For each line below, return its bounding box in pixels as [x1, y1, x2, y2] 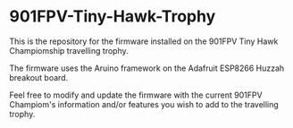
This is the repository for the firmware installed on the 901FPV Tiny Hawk [9, 36, 279, 47]
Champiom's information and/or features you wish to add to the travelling [9, 98, 279, 109]
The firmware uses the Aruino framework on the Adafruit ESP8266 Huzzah [9, 63, 285, 73]
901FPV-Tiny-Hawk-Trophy [9, 6, 216, 27]
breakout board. [9, 72, 69, 82]
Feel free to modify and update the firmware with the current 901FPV [9, 90, 263, 100]
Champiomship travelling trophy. [9, 45, 129, 55]
